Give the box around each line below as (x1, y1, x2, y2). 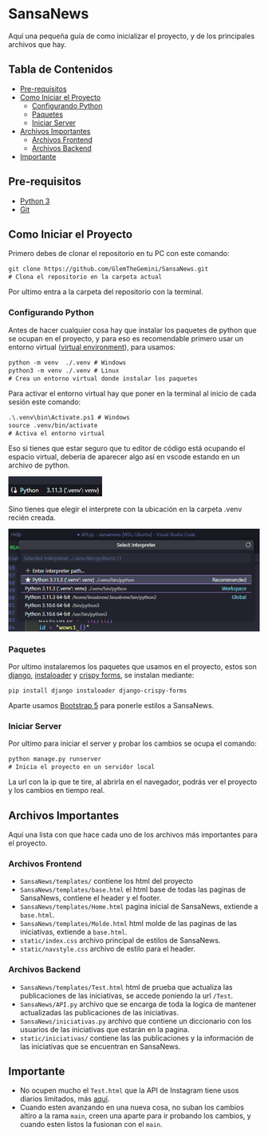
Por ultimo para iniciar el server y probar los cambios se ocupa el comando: (8, 739, 258, 748)
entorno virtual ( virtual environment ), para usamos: (8, 342, 175, 352)
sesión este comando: (8, 396, 81, 407)
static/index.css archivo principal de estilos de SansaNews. (19, 936, 221, 945)
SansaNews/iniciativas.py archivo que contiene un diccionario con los (19, 1016, 252, 1026)
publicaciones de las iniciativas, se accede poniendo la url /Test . (19, 991, 234, 1000)
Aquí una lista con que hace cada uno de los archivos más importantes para (8, 830, 258, 840)
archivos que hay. (8, 39, 67, 49)
